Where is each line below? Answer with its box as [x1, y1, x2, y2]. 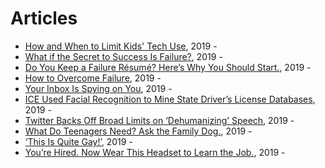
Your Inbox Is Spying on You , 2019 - [24, 82, 173, 94]
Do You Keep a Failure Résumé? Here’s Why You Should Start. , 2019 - [24, 61, 312, 73]
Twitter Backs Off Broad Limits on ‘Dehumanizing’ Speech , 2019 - [24, 114, 295, 126]
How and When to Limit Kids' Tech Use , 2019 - [24, 40, 218, 52]
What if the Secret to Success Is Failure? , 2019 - [24, 50, 223, 62]
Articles [10, 7, 78, 30]
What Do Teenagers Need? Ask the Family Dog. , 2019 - [24, 125, 253, 137]
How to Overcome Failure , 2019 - [24, 72, 162, 84]
